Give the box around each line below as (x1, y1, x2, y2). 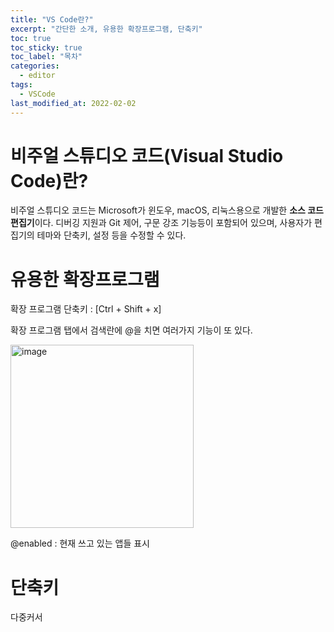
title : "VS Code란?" (10, 14, 94, 25)
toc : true (10, 33, 52, 43)
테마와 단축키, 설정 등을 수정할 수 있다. (36, 229, 187, 241)
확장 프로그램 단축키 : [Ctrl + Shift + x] (10, 303, 162, 315)
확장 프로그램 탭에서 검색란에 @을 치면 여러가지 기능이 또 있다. (10, 324, 253, 336)
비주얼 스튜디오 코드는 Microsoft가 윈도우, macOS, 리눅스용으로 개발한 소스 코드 (10, 204, 324, 216)
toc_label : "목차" (10, 52, 83, 62)
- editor (19, 71, 56, 81)
